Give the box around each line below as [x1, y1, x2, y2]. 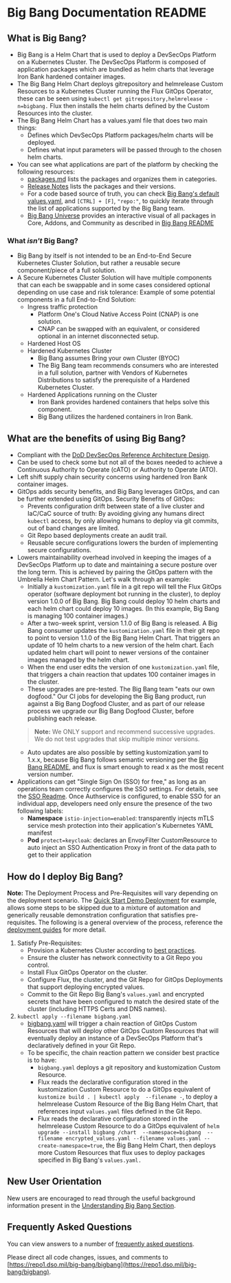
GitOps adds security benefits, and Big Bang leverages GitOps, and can [16, 488, 220, 496]
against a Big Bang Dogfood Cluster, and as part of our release [27, 700, 205, 708]
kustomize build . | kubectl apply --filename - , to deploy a [37, 1092, 218, 1101]
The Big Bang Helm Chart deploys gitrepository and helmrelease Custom [16, 80, 223, 87]
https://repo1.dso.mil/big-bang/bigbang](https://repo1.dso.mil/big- [9, 1260, 197, 1269]
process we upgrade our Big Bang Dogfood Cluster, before [27, 707, 195, 716]
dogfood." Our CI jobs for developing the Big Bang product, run [27, 692, 206, 700]
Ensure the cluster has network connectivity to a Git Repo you [27, 953, 203, 961]
